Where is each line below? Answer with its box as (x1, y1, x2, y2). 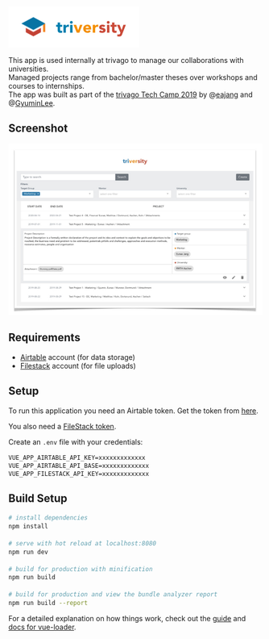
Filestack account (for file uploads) (19, 361, 137, 370)
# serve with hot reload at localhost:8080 (8, 539, 157, 547)
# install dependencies (8, 514, 89, 522)
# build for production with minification (8, 565, 153, 573)
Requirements (8, 331, 81, 345)
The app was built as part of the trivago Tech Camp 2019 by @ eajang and (8, 90, 254, 99)
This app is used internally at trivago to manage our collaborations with (8, 56, 244, 65)
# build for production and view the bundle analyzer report (8, 591, 218, 599)
